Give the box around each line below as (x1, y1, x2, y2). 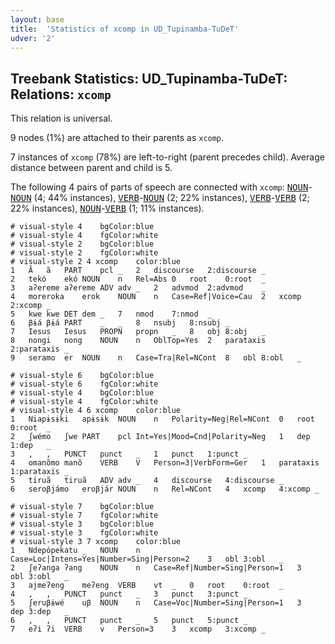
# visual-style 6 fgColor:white (10, 379, 159, 390)
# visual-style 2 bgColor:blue (10, 239, 155, 250)
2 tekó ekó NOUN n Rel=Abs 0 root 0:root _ (10, 274, 267, 285)
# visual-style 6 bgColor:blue (10, 371, 155, 381)
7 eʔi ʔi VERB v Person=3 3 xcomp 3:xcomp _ (10, 624, 267, 635)
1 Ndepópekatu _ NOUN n (10, 546, 141, 556)
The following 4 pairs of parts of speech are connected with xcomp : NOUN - (10, 181, 313, 193)
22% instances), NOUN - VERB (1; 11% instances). (10, 202, 205, 215)
